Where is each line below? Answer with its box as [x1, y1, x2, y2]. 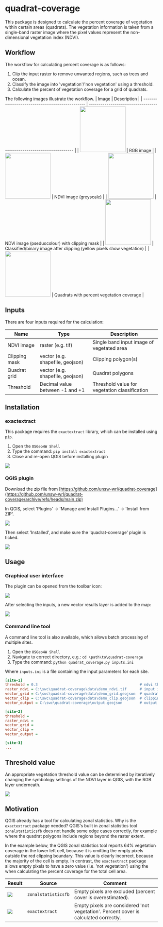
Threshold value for [92, 380, 137, 387]
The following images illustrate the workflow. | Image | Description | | [5, 96, 143, 102]
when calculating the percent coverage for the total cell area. [5, 868, 127, 875]
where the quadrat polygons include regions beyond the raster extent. [5, 833, 145, 839]
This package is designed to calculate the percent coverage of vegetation [5, 19, 153, 25]
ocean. [12, 76, 26, 82]
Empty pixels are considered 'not [74, 902, 149, 909]
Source [40, 880, 57, 887]
